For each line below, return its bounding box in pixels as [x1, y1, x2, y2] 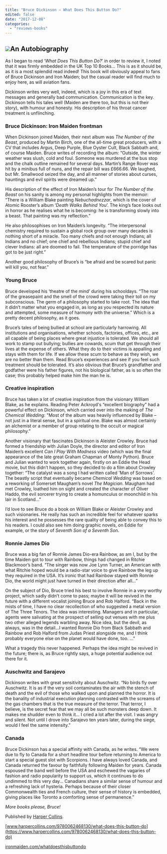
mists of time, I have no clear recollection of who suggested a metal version [5, 604, 161, 610]
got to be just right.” [5, 249, 46, 255]
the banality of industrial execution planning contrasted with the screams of [5, 696, 161, 702]
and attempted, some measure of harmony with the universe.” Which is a [5, 309, 155, 316]
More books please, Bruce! [5, 803, 61, 809]
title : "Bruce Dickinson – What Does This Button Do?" [5, 7, 122, 13]
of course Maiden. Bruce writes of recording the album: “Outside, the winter [5, 150, 162, 156]
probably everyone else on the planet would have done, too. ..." [5, 636, 136, 642]
